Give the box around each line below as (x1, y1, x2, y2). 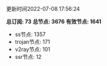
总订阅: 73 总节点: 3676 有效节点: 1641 (6, 18, 102, 25)
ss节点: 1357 (14, 31, 46, 38)
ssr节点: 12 (14, 53, 42, 60)
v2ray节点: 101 (14, 46, 51, 53)
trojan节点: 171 (14, 38, 50, 45)
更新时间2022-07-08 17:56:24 (6, 5, 80, 12)
